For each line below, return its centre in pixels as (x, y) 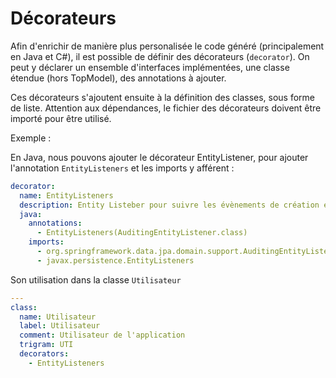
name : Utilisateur (58, 317)
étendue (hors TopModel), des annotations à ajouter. (118, 78)
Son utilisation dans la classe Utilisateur (96, 279)
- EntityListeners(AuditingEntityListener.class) (142, 233)
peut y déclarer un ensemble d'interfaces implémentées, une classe (150, 67)
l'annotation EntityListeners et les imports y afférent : (122, 168)
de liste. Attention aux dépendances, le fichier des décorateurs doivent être (166, 108)
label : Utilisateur (60, 326)
